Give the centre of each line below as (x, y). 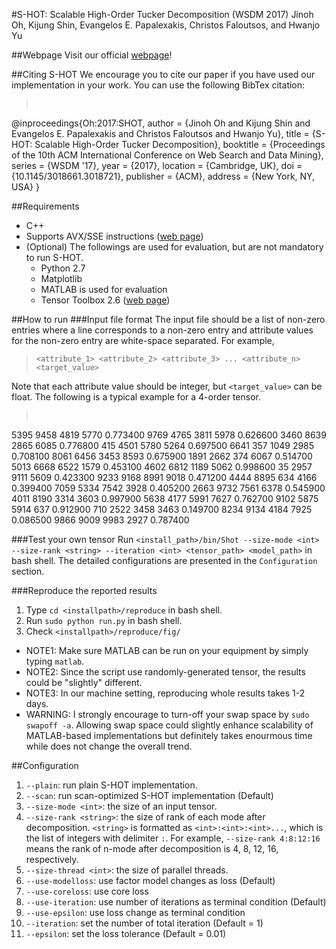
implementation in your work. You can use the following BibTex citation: (158, 85)
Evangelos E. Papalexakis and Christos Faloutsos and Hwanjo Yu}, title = (160, 133)
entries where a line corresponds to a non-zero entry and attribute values (162, 330)
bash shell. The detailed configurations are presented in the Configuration (164, 560)
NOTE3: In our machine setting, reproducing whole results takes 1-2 (165, 693)
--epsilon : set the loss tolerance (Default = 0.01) (126, 933)
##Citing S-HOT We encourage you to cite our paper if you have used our (163, 74)
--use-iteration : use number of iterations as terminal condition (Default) (176, 902)
